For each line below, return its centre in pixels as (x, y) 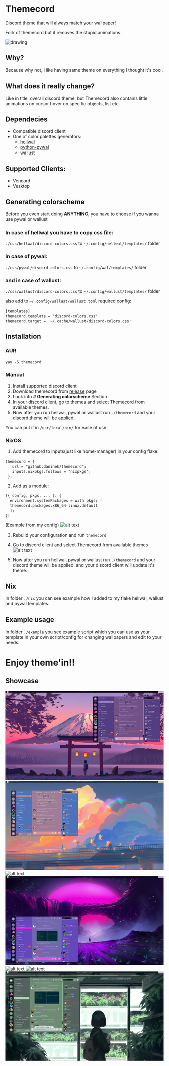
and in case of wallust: (33, 280)
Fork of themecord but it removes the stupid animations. (63, 32)
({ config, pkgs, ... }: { (33, 496)
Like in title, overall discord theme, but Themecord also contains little (76, 98)
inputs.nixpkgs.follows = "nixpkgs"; (52, 472)
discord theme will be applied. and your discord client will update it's (83, 565)
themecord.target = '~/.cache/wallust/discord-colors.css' (68, 321)
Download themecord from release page (54, 391)
